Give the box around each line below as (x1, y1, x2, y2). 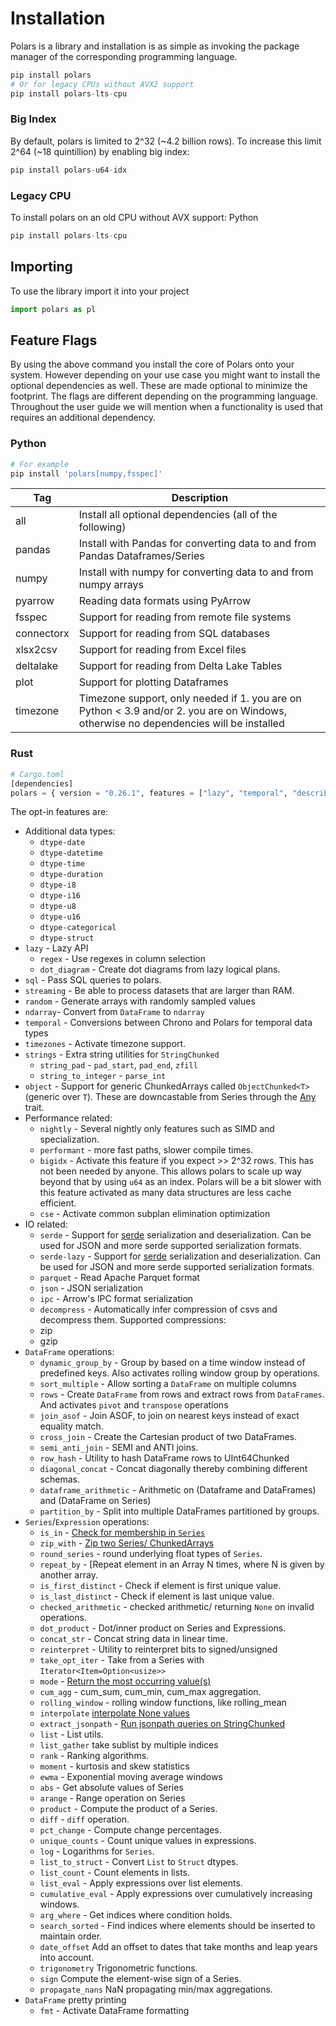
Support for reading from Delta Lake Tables (78, 659, 283, 673)
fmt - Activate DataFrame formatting (39, 2005, 190, 2017)
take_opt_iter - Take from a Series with (39, 1654, 205, 1666)
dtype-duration (39, 870, 103, 880)
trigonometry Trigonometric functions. (39, 1962, 198, 1974)
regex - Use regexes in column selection (39, 953, 206, 965)
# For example (10, 459, 70, 469)
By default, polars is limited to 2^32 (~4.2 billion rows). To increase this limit (10, 135, 322, 147)
